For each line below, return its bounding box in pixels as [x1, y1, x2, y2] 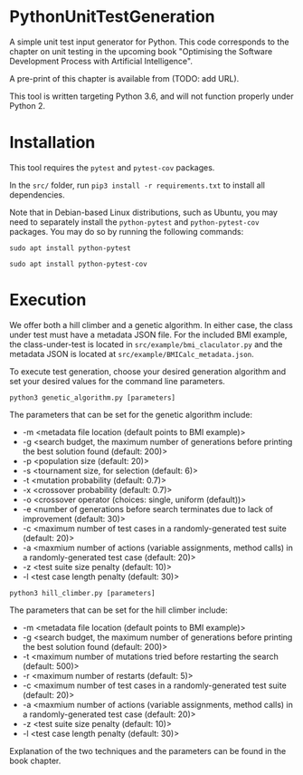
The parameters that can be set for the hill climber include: [9, 605, 228, 615]
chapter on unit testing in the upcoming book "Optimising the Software [9, 45, 273, 56]
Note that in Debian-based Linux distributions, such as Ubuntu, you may [9, 207, 279, 218]
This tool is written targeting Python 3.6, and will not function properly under [9, 91, 294, 102]
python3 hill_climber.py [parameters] [9, 588, 156, 597]
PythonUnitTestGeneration [9, 6, 215, 27]
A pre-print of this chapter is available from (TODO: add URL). [9, 73, 240, 83]
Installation [9, 132, 96, 153]
